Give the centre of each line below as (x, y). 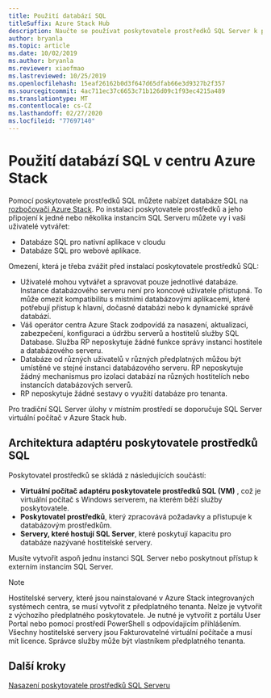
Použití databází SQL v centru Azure (132, 161)
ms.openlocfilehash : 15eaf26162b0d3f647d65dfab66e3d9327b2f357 (117, 83)
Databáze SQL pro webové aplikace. (80, 250)
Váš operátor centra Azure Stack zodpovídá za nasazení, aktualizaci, (134, 325)
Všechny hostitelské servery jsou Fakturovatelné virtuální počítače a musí (130, 632)
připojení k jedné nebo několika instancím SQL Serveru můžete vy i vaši (127, 217)
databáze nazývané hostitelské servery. (86, 542)
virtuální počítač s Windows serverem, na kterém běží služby (121, 499)
